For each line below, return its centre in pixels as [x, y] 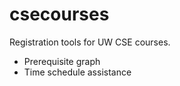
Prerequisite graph [62, 61]
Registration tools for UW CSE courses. [90, 42]
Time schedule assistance [77, 72]
